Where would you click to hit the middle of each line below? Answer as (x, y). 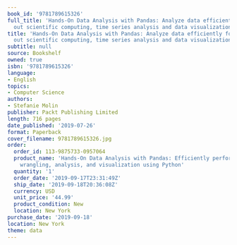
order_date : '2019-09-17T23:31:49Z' (67, 178)
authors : (20, 100)
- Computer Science (36, 92)
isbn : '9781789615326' (41, 66)
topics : (19, 86)
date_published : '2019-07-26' (52, 125)
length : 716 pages (34, 119)
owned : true (25, 60)
